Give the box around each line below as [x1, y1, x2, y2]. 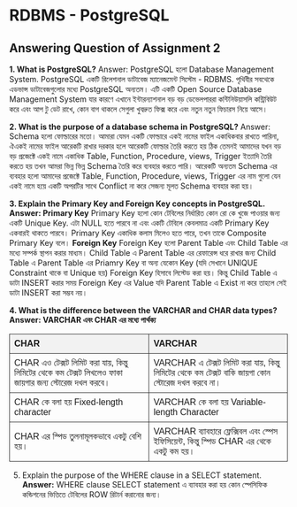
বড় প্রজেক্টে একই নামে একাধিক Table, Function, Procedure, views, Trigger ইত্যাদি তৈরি [9, 151, 272, 161]
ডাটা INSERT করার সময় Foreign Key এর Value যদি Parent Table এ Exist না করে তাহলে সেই [9, 278, 287, 288]
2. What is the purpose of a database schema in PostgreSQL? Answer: [9, 121, 271, 132]
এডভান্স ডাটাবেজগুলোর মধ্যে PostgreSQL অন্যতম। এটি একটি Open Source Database [9, 84, 263, 94]
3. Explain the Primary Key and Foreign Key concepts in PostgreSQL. [9, 198, 266, 209]
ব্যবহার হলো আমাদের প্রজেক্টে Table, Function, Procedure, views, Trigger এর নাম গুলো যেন [9, 171, 281, 181]
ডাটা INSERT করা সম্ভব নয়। [9, 288, 88, 297]
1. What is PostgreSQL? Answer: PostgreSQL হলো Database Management [9, 64, 274, 74]
